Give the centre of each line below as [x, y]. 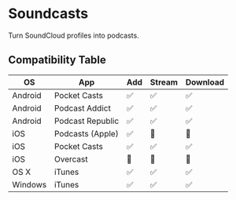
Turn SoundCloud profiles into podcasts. [74, 35]
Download [205, 82]
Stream [164, 82]
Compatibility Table [57, 60]
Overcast [71, 159]
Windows [29, 184]
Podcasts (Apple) [87, 133]
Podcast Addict [83, 108]
